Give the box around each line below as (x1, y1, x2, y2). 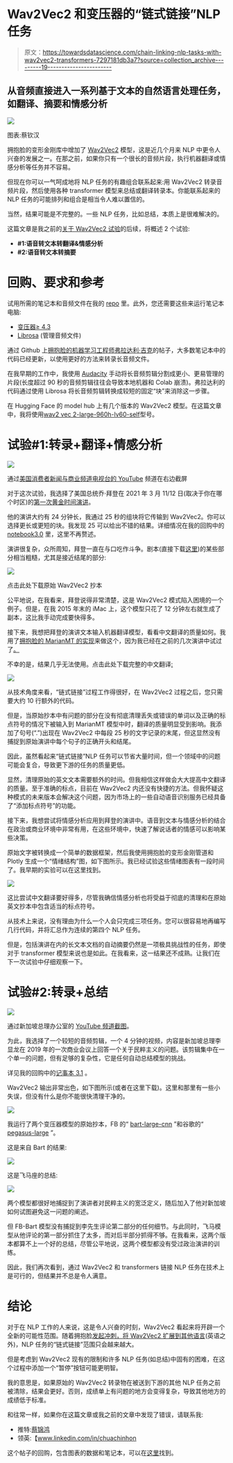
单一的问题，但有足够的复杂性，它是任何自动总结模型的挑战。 (12, 1054, 189, 1062)
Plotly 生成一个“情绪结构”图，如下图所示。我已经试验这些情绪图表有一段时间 (7, 856, 225, 865)
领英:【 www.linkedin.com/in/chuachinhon (17, 1434, 137, 1442)
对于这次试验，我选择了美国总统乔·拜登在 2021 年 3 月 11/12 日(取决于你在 (7, 489, 216, 497)
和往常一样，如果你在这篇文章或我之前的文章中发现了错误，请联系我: (7, 1410, 204, 1419)
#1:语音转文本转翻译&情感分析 (17, 239, 103, 247)
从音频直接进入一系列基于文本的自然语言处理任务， (7, 85, 226, 97)
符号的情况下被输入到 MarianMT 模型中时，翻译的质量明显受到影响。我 (12, 720, 216, 728)
